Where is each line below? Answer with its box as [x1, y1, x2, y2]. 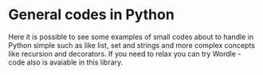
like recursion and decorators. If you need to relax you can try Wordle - [8, 49, 241, 58]
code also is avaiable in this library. [8, 57, 124, 67]
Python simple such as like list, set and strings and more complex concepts [8, 40, 256, 49]
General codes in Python [8, 6, 175, 24]
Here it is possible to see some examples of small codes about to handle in [8, 32, 253, 41]
